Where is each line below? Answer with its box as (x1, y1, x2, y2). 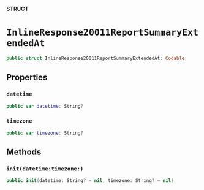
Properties (6, 72, 48, 83)
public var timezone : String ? (6, 130, 84, 136)
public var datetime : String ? (6, 103, 84, 109)
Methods (6, 146, 42, 157)
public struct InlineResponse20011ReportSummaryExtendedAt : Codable (6, 55, 185, 61)
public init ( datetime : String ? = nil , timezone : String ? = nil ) (6, 178, 174, 184)
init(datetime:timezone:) (6, 165, 84, 172)
